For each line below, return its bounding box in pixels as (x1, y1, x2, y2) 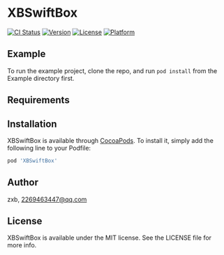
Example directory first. (7, 74, 75, 82)
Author (7, 176, 38, 189)
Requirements (7, 94, 70, 106)
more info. (7, 241, 37, 249)
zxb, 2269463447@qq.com (7, 195, 87, 203)
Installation (7, 118, 57, 130)
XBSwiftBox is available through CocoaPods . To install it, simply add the (7, 136, 214, 144)
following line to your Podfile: (7, 144, 91, 152)
